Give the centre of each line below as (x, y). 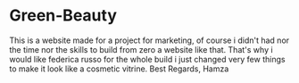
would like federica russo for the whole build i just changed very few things (147, 59)
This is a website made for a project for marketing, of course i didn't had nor (149, 40)
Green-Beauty (63, 16)
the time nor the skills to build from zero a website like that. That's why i (141, 49)
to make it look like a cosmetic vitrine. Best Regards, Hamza (119, 69)
